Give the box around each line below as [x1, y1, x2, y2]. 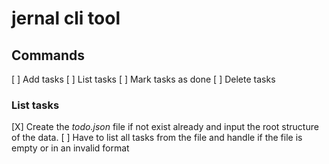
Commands [11, 47, 86, 64]
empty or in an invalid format [11, 142, 130, 154]
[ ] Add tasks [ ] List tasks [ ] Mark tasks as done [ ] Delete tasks [11, 73, 276, 85]
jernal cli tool [11, 7, 121, 30]
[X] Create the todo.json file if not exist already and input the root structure [11, 121, 319, 133]
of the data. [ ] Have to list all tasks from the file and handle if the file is [11, 132, 303, 144]
